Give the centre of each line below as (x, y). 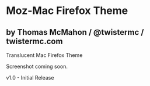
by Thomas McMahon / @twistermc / (75, 32)
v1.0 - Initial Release (30, 78)
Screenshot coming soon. (37, 66)
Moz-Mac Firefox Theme (67, 11)
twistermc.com (34, 41)
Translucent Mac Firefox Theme (44, 55)
